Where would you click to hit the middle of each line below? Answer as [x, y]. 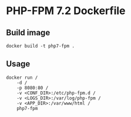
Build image [28, 33]
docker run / [22, 78]
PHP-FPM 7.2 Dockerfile [66, 11]
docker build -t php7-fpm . [41, 46]
